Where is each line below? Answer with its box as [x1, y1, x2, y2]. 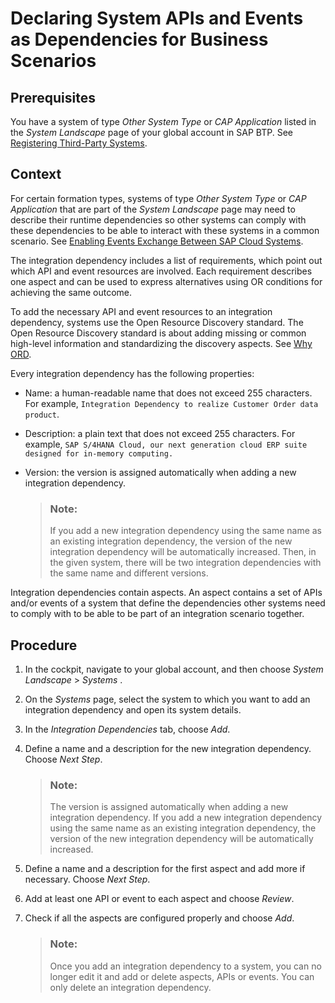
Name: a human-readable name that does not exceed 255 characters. [24, 387, 313, 399]
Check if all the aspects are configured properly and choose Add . [24, 912, 295, 924]
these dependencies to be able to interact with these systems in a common [10, 224, 320, 236]
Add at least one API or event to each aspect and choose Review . [24, 893, 295, 905]
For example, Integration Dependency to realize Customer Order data [24, 397, 319, 409]
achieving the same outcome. [10, 286, 133, 298]
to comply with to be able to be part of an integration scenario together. [10, 608, 305, 620]
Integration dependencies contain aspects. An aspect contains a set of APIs [10, 587, 323, 599]
